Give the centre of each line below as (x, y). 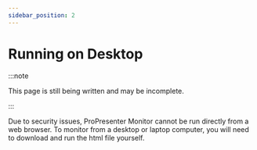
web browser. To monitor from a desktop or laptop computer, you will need (128, 129)
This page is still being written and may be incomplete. (96, 91)
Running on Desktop (76, 54)
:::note (18, 76)
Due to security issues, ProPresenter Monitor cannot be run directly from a (128, 121)
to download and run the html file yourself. (76, 137)
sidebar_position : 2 (42, 15)
